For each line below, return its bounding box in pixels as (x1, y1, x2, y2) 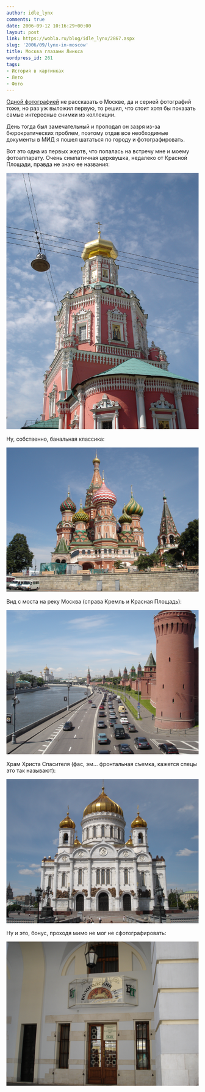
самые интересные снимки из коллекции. (6, 111, 116, 118)
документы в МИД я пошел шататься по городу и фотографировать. (6, 136, 185, 143)
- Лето (6, 74, 23, 81)
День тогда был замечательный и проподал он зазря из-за (6, 123, 160, 131)
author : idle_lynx (6, 10, 53, 16)
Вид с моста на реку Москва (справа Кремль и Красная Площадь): (6, 598, 182, 606)
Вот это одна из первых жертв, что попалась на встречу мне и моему (6, 148, 190, 155)
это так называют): (6, 767, 56, 775)
